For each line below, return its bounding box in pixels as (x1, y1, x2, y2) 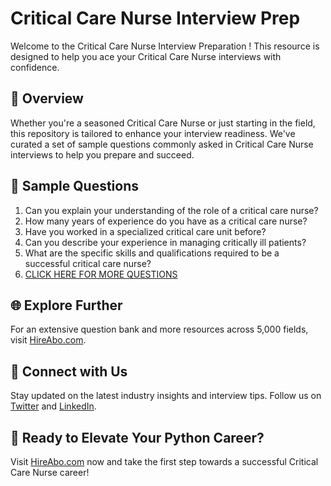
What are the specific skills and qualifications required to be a (24, 247, 280, 259)
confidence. (10, 61, 60, 73)
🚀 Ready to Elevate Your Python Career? (10, 429, 265, 446)
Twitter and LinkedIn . (10, 400, 97, 412)
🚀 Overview (10, 90, 84, 107)
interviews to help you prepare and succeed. (10, 148, 195, 161)
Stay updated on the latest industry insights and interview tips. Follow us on (10, 390, 322, 402)
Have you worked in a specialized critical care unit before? (24, 225, 267, 237)
